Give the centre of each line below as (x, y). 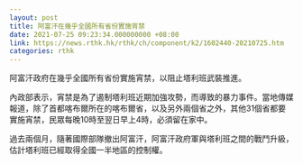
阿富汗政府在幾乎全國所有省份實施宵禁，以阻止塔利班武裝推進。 (128, 78)
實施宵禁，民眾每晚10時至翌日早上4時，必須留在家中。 (111, 120)
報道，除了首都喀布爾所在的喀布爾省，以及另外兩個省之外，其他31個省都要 (148, 108)
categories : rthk (42, 51)
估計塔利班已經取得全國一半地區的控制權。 (88, 150)
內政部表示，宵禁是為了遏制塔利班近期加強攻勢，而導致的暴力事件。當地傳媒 (151, 97)
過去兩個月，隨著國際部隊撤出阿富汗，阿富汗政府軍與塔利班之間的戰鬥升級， (151, 139)
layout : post (34, 18)
